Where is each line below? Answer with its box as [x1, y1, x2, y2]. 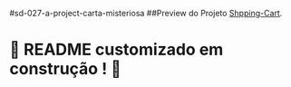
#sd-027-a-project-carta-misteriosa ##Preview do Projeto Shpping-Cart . [9, 8, 283, 18]
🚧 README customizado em [9, 40, 224, 60]
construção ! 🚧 [9, 59, 122, 80]
